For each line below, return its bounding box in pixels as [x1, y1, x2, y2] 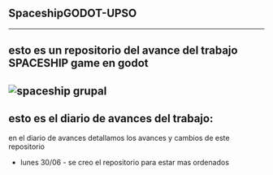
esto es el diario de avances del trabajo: [8, 112, 214, 125]
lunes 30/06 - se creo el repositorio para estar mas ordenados [19, 158, 230, 168]
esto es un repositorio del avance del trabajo [8, 44, 238, 58]
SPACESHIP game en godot [8, 56, 149, 70]
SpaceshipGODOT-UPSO [8, 7, 137, 20]
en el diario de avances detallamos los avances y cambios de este [8, 133, 230, 143]
